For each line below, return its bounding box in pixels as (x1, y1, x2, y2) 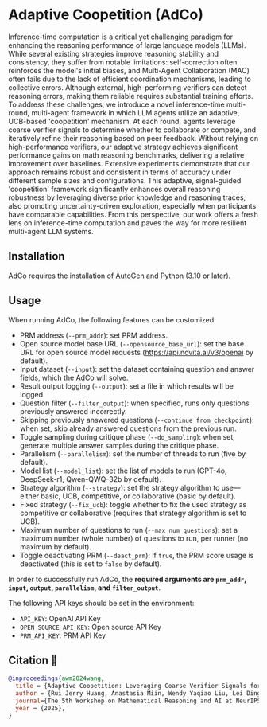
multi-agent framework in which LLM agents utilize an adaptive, (31, 107, 240, 117)
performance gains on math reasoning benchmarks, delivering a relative (8, 150, 245, 160)
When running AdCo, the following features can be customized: (8, 315, 216, 324)
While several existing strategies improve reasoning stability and (8, 49, 219, 58)
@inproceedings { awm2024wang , (8, 674, 105, 682)
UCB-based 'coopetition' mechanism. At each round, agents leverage (8, 116, 236, 126)
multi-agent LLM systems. (8, 226, 94, 236)
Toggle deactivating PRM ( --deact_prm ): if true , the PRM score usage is (19, 550, 254, 560)
